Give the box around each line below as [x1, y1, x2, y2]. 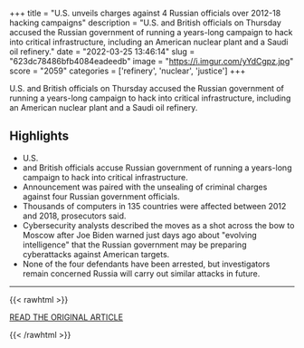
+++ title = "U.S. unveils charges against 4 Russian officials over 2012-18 [9, 8, 281, 18]
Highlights [9, 129, 70, 144]
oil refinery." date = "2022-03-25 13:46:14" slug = [9, 46, 195, 57]
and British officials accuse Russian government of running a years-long [22, 162, 292, 173]
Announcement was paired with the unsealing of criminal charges [22, 181, 268, 192]
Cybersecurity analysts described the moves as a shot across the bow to [22, 219, 295, 230]
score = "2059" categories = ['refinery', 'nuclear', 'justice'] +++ [9, 65, 246, 76]
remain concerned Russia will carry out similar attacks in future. [22, 267, 261, 279]
